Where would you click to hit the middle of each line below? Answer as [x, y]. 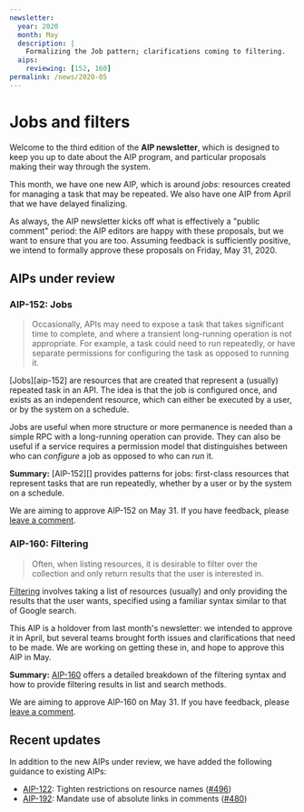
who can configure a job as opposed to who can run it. [112, 456]
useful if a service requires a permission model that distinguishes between [149, 446]
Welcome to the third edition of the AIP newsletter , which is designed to [144, 147]
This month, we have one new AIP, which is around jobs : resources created [150, 184]
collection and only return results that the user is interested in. [147, 573]
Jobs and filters [70, 121]
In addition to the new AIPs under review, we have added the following [141, 762]
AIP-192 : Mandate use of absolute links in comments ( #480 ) [135, 799]
